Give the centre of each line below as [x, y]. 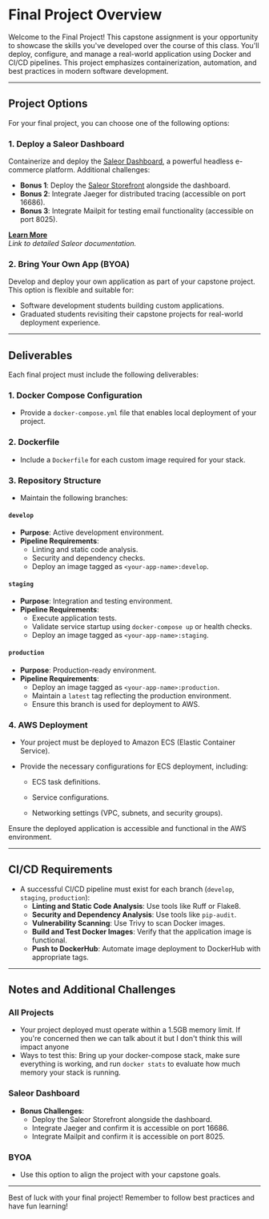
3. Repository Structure [55, 480]
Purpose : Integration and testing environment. [96, 601]
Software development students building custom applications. [122, 305]
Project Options [48, 104]
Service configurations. [70, 797]
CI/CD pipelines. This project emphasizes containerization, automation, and [133, 63]
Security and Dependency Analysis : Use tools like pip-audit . [134, 914]
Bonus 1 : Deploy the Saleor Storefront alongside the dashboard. [125, 185]
